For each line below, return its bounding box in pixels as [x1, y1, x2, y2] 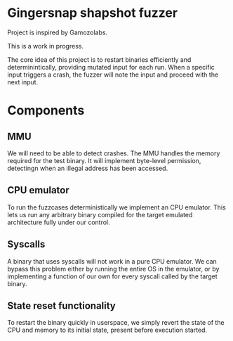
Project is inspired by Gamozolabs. [7, 28, 107, 37]
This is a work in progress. [7, 41, 84, 50]
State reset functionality [7, 300, 116, 311]
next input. [7, 77, 39, 86]
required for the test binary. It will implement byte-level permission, [7, 156, 201, 165]
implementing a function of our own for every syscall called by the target [7, 272, 218, 281]
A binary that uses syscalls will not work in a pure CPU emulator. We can [7, 257, 218, 265]
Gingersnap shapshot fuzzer [7, 5, 178, 21]
